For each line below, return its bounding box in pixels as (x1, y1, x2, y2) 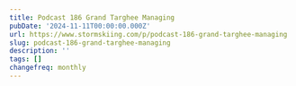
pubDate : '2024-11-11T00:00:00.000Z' (9, 21, 151, 30)
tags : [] (9, 55, 42, 64)
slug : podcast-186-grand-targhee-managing (9, 38, 171, 47)
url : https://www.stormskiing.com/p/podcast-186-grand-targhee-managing (9, 30, 288, 39)
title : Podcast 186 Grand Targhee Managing (9, 13, 175, 22)
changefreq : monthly (9, 64, 87, 73)
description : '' (9, 47, 70, 56)
